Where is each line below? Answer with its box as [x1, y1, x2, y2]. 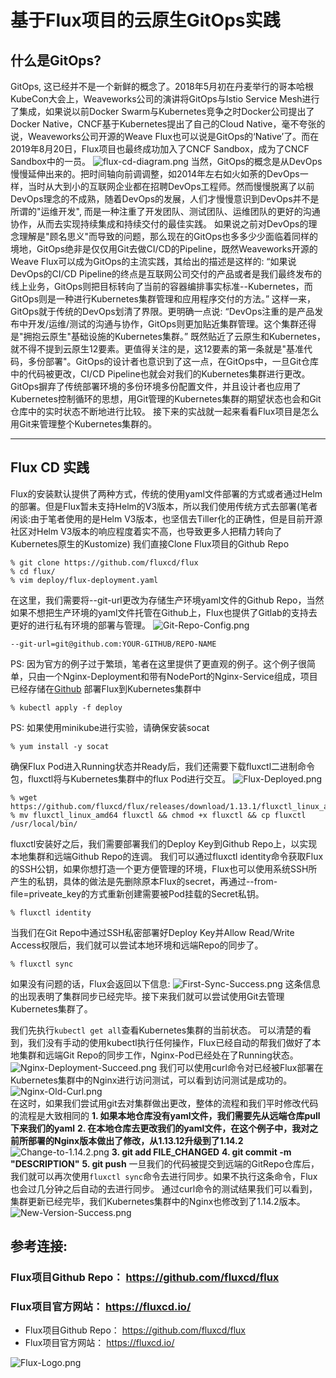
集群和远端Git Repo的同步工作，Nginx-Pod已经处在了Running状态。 [18, 1049, 299, 1061]
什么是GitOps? [10, 52, 102, 69]
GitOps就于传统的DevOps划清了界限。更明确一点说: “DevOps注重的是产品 [10, 306, 315, 317]
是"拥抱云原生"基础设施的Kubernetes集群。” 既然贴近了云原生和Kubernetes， [10, 331, 326, 342]
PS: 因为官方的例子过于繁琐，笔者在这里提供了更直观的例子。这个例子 [10, 657, 298, 670]
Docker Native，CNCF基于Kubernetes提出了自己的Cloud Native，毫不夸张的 [10, 118, 326, 130]
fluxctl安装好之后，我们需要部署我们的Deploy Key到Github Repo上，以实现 [10, 837, 318, 850]
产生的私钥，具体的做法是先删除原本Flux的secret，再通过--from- [10, 875, 278, 887]
